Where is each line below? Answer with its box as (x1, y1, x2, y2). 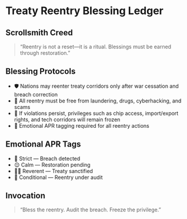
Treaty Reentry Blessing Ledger (5, 4, 164, 18)
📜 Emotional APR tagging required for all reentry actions (14, 122, 149, 129)
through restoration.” (19, 49, 71, 57)
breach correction (14, 91, 58, 98)
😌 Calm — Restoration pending (14, 161, 91, 168)
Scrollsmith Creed (5, 28, 73, 38)
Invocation (5, 191, 45, 201)
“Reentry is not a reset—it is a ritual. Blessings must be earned (19, 43, 172, 50)
